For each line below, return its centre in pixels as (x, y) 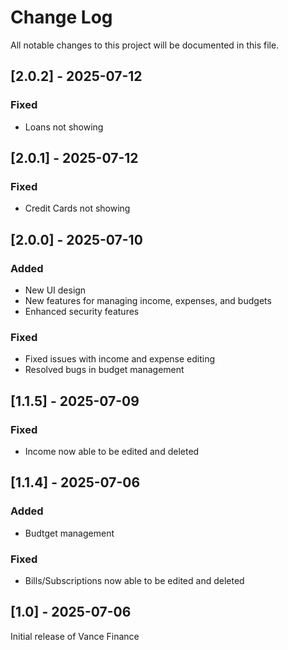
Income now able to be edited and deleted (112, 451)
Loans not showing (64, 127)
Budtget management (69, 533)
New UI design (55, 290)
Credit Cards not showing (77, 208)
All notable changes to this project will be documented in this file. (145, 45)
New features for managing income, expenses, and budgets (148, 300)
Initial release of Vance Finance (75, 636)
